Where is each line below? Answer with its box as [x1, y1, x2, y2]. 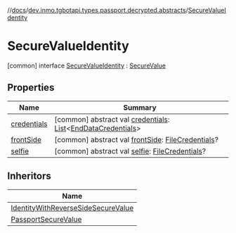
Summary [122, 102, 157, 112]
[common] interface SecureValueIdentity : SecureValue [7, 61, 166, 70]
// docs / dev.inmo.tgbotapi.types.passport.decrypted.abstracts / [7, 6, 188, 14]
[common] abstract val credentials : [54, 114, 170, 124]
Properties [7, 82, 55, 94]
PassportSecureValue [11, 214, 82, 224]
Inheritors [7, 170, 51, 182]
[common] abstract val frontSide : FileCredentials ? [54, 134, 219, 144]
